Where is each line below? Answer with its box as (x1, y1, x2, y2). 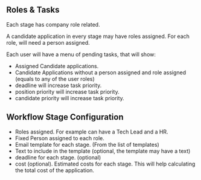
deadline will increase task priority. (14, 82, 102, 89)
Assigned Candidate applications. (14, 62, 99, 69)
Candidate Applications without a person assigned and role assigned (14, 69, 187, 76)
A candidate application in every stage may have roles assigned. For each (6, 33, 190, 40)
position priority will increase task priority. (14, 88, 120, 95)
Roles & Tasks (6, 5, 60, 15)
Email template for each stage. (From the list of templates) (14, 141, 160, 148)
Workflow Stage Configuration (6, 112, 124, 123)
